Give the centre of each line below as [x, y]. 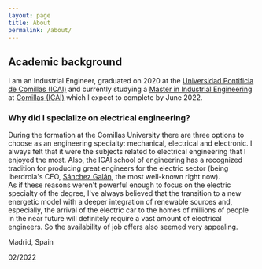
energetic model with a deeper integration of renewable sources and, [120, 202]
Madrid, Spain [31, 242]
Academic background [65, 62]
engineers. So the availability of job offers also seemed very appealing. [123, 227]
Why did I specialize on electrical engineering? [99, 118]
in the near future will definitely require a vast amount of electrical [115, 219]
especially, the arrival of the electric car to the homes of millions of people [129, 210]
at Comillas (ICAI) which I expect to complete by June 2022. [105, 98]
